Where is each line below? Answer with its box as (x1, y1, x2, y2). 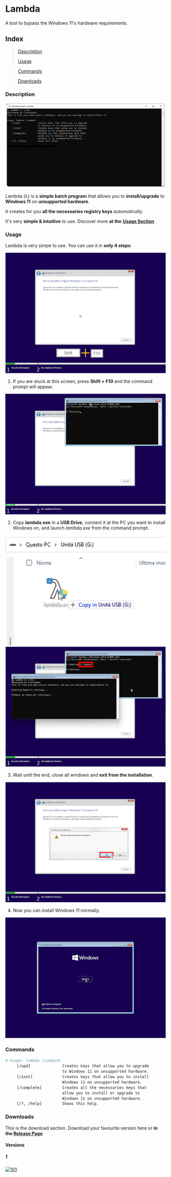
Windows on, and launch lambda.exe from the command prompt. (12, 525, 149, 531)
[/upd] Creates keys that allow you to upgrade (16, 1064, 149, 1069)
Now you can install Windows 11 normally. (12, 907, 100, 913)
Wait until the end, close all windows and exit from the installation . (12, 772, 154, 778)
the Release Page (5, 1130, 43, 1136)
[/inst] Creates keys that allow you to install (16, 1074, 149, 1080)
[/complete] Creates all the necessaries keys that (16, 1085, 147, 1090)
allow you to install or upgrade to (62, 1090, 140, 1095)
